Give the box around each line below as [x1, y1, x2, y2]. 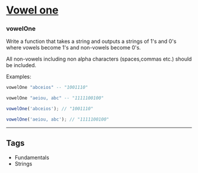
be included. [6, 62, 37, 69]
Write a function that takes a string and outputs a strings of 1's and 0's [6, 38, 177, 45]
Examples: [6, 73, 31, 80]
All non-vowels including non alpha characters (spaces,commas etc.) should [6, 55, 192, 62]
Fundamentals [14, 154, 49, 161]
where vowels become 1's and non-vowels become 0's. [6, 44, 141, 51]
